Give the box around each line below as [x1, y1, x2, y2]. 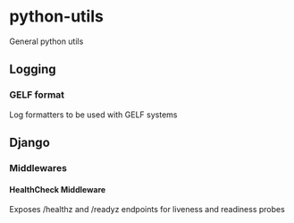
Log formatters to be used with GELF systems [9, 109, 178, 120]
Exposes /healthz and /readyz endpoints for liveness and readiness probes [9, 204, 286, 215]
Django [9, 135, 51, 150]
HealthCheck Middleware [9, 184, 106, 194]
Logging [9, 62, 56, 77]
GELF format [9, 89, 65, 101]
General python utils [9, 36, 84, 47]
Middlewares [9, 161, 67, 174]
